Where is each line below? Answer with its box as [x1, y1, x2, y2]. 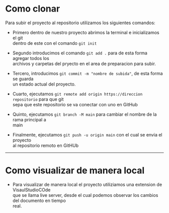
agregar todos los [12, 55, 49, 61]
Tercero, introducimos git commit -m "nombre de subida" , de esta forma [12, 70, 163, 76]
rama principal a [12, 116, 46, 122]
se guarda [12, 76, 34, 82]
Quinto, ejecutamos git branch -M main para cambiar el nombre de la [12, 111, 157, 117]
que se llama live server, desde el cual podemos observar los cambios [12, 192, 158, 198]
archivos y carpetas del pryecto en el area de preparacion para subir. [12, 60, 156, 66]
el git [12, 35, 23, 41]
